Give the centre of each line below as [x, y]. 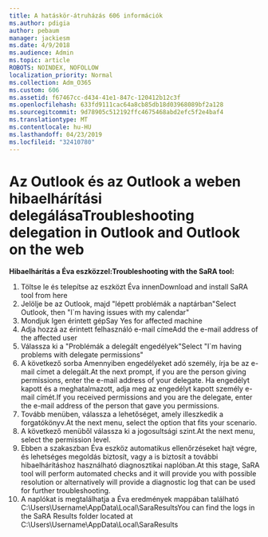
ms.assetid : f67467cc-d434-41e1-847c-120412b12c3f [95, 97]
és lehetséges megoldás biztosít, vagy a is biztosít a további [119, 457]
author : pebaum [34, 30]
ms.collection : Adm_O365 [50, 82]
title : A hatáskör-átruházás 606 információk [86, 16]
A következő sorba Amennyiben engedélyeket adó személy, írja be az [135, 364]
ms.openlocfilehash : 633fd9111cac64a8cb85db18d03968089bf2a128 [116, 105]
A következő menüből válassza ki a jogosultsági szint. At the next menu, [138, 432]
